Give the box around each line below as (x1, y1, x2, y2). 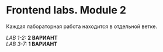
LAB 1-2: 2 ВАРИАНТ (6, 34, 58, 41)
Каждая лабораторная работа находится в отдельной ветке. (6, 23, 158, 30)
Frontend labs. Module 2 (6, 4, 127, 17)
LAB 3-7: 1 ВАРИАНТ (6, 40, 57, 47)
